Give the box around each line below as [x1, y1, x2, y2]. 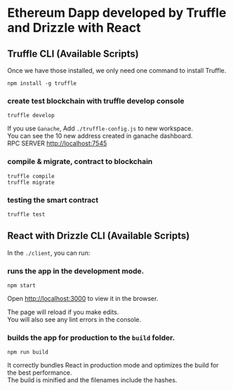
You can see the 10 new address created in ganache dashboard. [7, 132, 193, 140]
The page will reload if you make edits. [7, 308, 119, 316]
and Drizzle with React [7, 20, 142, 36]
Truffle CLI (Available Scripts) [7, 48, 139, 60]
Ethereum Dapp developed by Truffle [7, 5, 227, 21]
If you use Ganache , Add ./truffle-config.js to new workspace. [7, 124, 193, 133]
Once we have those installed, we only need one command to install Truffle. [7, 67, 227, 74]
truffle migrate [7, 179, 55, 186]
